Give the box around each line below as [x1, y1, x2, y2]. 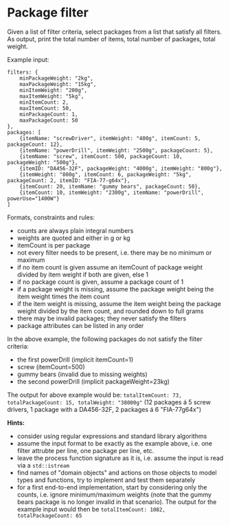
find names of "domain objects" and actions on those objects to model [16, 468, 218, 476]
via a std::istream [16, 461, 70, 469]
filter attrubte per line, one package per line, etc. [16, 446, 154, 454]
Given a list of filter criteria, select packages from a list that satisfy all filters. [7, 28, 222, 36]
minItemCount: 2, [19, 98, 69, 106]
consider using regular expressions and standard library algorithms [16, 432, 207, 440]
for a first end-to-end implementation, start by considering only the [16, 483, 207, 491]
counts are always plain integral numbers [16, 226, 134, 234]
